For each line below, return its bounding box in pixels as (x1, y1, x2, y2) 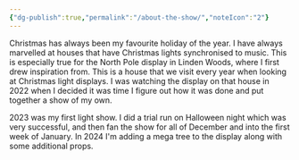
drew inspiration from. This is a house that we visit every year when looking (9, 66, 287, 77)
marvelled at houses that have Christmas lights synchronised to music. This (9, 46, 287, 58)
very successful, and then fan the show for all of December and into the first (9, 122, 290, 132)
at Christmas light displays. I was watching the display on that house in (9, 75, 270, 86)
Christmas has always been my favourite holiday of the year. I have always (9, 38, 283, 48)
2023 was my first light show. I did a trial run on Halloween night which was (9, 112, 287, 122)
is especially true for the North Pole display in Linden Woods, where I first (9, 56, 279, 67)
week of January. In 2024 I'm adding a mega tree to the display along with (9, 131, 283, 141)
